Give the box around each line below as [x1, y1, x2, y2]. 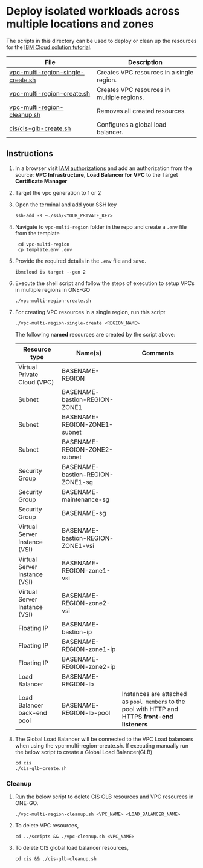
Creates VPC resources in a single [96, 68, 194, 76]
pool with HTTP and [121, 705, 178, 713]
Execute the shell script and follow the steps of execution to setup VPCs [14, 280, 195, 287]
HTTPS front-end [121, 712, 173, 721]
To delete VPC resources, [14, 822, 79, 829]
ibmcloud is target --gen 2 [14, 269, 86, 275]
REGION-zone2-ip [61, 662, 116, 671]
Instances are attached [121, 689, 187, 698]
